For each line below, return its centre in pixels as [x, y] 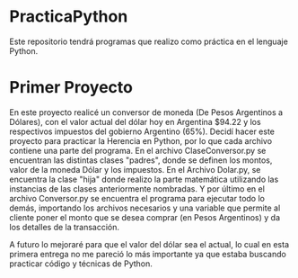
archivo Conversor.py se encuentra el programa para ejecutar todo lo [137, 198]
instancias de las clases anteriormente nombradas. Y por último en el [137, 188]
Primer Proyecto [71, 88]
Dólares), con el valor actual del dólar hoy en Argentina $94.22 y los [136, 121]
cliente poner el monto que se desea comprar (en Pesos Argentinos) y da [145, 217]
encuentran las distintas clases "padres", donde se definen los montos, [141, 160]
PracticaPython [69, 17]
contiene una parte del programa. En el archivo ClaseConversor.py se [138, 150]
